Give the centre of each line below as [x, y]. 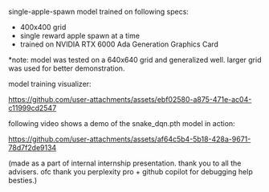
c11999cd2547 [33, 108]
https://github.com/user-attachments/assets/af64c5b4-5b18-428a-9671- [130, 139]
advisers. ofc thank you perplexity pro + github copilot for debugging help [130, 172]
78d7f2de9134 [33, 147]
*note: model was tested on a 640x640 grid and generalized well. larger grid [135, 60]
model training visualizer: [50, 84]
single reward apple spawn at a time [80, 36]
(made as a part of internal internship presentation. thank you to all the [125, 163]
